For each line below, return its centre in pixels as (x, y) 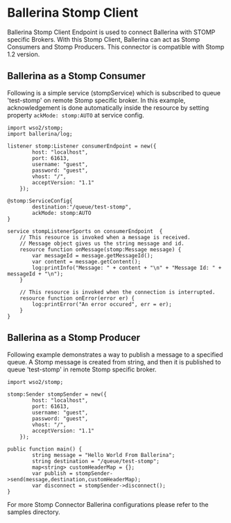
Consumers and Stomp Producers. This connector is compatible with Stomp (116, 47)
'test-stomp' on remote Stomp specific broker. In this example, (96, 100)
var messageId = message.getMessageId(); (93, 255)
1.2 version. (24, 54)
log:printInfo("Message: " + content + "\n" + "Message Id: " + (127, 268)
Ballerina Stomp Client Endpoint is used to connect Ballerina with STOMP (111, 32)
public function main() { (44, 449)
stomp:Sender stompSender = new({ (57, 394)
